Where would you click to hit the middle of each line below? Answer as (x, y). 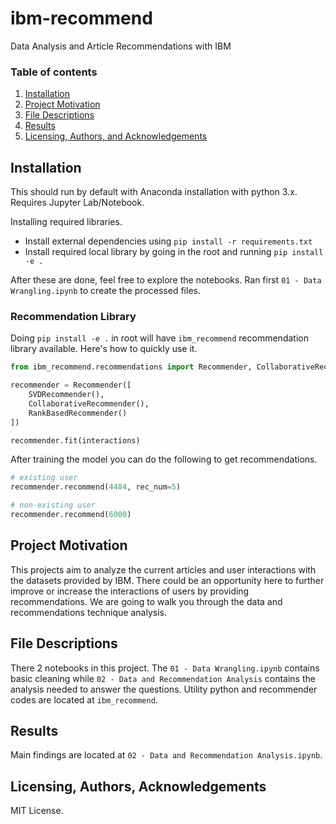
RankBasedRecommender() (78, 413)
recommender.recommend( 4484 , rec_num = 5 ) (96, 487)
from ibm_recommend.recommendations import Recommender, (131, 367)
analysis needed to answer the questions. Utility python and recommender (164, 689)
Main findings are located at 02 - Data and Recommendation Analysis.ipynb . (166, 755)
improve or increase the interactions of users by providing (130, 591)
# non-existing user (53, 505)
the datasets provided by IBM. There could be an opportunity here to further (167, 580)
